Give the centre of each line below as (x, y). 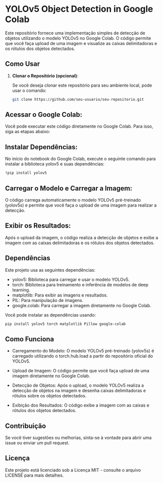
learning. (21, 290)
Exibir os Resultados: (38, 226)
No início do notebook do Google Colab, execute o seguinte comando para (80, 159)
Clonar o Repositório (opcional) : (45, 76)
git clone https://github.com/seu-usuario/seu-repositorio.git (78, 99)
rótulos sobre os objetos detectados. (49, 396)
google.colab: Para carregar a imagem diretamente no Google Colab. (82, 305)
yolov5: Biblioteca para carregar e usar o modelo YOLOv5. (71, 279)
